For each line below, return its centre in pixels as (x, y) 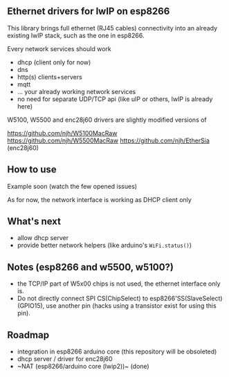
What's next (34, 222)
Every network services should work (59, 48)
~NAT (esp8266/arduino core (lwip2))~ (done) (83, 367)
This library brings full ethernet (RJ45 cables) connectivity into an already (112, 28)
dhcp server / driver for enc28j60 (65, 359)
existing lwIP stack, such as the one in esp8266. (76, 35)
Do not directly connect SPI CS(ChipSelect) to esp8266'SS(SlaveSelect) (120, 298)
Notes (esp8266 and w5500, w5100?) (91, 267)
